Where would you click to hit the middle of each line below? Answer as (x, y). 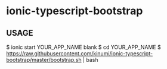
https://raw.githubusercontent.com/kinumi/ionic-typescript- (80, 54)
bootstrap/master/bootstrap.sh (44, 60)
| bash (90, 60)
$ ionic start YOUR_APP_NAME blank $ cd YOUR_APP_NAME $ (83, 47)
